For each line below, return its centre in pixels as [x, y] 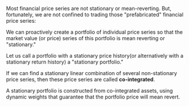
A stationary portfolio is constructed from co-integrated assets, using [90, 91]
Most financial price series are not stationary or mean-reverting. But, [89, 8]
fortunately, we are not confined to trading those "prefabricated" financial [95, 15]
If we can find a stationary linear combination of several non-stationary [92, 73]
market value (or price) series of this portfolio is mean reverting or [85, 38]
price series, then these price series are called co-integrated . [80, 79]
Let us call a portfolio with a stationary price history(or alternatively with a [95, 56]
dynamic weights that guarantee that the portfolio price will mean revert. [93, 97]
